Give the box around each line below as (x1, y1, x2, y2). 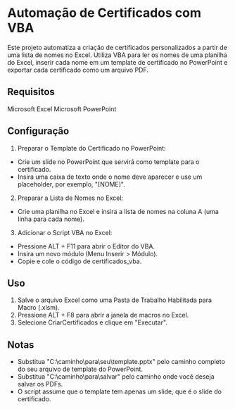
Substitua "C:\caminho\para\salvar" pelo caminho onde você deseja (17, 372, 215, 381)
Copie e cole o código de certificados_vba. (17, 257, 142, 265)
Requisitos (7, 86, 55, 98)
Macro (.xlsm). (17, 303, 60, 312)
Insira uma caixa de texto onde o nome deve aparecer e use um (17, 172, 203, 181)
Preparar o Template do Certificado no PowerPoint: (17, 144, 167, 152)
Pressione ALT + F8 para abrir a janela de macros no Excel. (17, 311, 189, 320)
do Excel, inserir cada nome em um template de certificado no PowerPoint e (7, 58, 228, 66)
